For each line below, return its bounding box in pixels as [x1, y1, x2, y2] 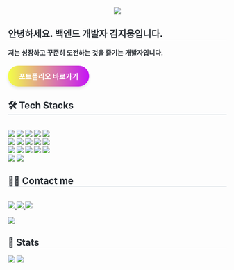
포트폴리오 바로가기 [19, 72, 78, 81]
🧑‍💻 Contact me [8, 175, 74, 187]
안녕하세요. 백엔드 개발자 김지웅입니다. [8, 28, 163, 40]
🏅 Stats [8, 236, 40, 248]
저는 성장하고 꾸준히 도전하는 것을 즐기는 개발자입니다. [8, 48, 164, 58]
